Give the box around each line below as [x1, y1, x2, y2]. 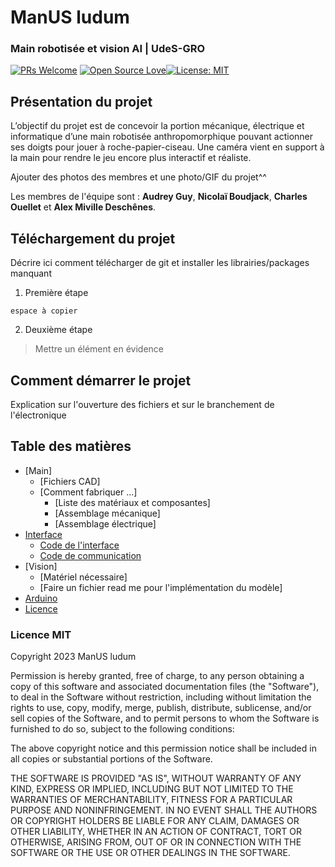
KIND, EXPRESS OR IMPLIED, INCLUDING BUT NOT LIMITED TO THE [10, 783, 294, 795]
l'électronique [10, 409, 67, 421]
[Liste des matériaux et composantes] [54, 496, 211, 508]
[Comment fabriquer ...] [39, 486, 138, 498]
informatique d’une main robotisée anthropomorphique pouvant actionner [10, 131, 314, 143]
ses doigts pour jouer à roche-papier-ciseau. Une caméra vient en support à [10, 141, 325, 153]
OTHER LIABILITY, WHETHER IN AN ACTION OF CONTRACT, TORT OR [10, 826, 302, 838]
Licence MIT [10, 627, 72, 641]
